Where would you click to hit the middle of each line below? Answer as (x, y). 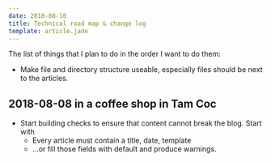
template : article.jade (49, 31)
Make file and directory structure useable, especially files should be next (141, 70)
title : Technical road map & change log (78, 23)
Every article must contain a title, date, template (112, 141)
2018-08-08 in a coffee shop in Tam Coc (112, 103)
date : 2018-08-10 (38, 16)
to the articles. (44, 79)
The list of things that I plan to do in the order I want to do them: (114, 54)
